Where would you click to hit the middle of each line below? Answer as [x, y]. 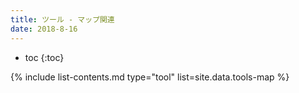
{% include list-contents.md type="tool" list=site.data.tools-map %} [150, 77]
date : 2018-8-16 [44, 29]
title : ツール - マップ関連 [62, 19]
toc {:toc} [44, 57]
